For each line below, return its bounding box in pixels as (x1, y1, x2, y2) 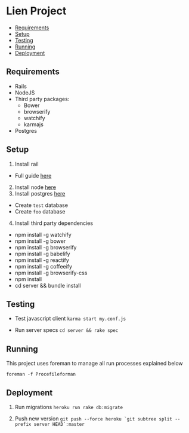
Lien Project (6, 4, 67, 18)
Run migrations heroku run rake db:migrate (14, 404, 123, 410)
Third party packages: (14, 95, 70, 102)
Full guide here (14, 172, 52, 179)
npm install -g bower (14, 237, 66, 245)
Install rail (14, 160, 39, 167)
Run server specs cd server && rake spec (14, 327, 119, 334)
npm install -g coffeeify (14, 263, 73, 270)
